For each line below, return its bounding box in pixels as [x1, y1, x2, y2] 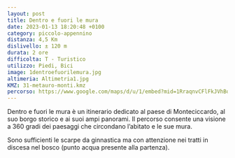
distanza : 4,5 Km [7, 36, 58, 43]
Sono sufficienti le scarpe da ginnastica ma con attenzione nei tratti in [7, 136, 208, 144]
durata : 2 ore [7, 50, 49, 57]
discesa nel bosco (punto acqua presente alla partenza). [7, 143, 170, 152]
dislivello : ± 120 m [7, 43, 68, 50]
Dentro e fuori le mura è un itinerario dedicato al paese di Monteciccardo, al [7, 108, 226, 116]
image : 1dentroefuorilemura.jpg [7, 69, 101, 76]
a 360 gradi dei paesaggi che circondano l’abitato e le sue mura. [7, 122, 192, 131]
